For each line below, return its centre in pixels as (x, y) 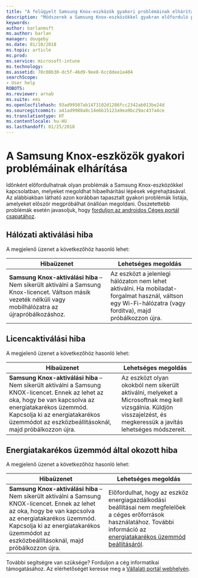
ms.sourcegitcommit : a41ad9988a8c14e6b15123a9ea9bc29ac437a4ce (85, 110)
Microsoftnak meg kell (152, 400)
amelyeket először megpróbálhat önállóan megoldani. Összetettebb (88, 204)
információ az (127, 530)
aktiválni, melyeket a (149, 392)
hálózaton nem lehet (138, 281)
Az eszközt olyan (145, 377)
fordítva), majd (131, 311)
